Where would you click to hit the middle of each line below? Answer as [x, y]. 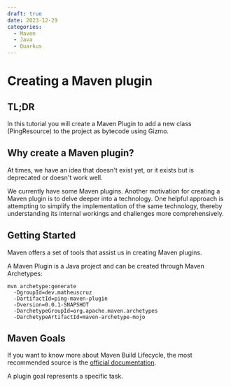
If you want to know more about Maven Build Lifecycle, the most [100, 355]
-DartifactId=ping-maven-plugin [61, 299]
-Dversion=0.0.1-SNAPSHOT [51, 305]
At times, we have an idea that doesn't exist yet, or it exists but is [101, 170]
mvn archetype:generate [42, 286]
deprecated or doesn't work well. [55, 177]
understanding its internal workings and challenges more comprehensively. [115, 213]
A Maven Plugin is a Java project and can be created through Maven [106, 266]
